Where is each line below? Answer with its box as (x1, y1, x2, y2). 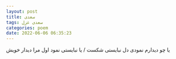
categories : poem (6, 25, 49, 31)
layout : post (6, 8, 38, 15)
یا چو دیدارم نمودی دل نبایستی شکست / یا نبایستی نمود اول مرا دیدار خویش (6, 46, 171, 53)
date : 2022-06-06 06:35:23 (6, 30, 72, 36)
